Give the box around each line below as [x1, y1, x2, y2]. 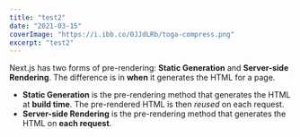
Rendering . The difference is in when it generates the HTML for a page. [9, 73, 276, 83]
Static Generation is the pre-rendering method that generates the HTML [22, 90, 291, 100]
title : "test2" [9, 13, 66, 22]
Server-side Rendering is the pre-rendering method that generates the [22, 108, 287, 119]
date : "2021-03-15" [9, 21, 83, 30]
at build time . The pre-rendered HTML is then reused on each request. [22, 99, 285, 110]
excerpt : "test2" [9, 38, 75, 47]
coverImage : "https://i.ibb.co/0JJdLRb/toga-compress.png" [9, 30, 235, 39]
